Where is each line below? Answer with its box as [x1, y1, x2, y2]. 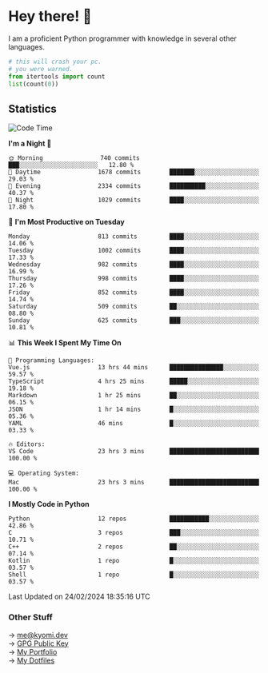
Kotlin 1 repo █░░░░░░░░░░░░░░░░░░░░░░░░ [8, 557, 260, 565]
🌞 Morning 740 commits [8, 154, 140, 162]
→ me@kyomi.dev [8, 630, 68, 639]
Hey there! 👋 [8, 7, 92, 26]
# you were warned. [8, 65, 74, 73]
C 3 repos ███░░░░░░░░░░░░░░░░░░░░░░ [8, 529, 260, 537]
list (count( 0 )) [8, 80, 59, 88]
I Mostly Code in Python [8, 500, 90, 509]
